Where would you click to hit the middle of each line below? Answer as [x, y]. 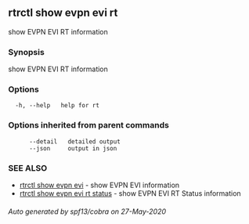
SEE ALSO [28, 168]
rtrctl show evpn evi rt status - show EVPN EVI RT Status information [130, 193]
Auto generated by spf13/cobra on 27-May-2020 [87, 211]
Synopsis [26, 52]
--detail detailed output [75, 141]
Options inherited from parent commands [89, 125]
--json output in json [73, 148]
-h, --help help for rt [58, 106]
